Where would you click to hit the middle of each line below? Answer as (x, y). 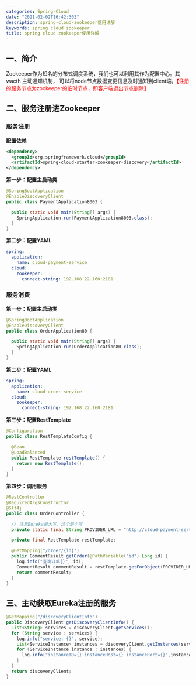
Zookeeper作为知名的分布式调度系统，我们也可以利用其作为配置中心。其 (93, 73)
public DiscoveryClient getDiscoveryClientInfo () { (70, 622)
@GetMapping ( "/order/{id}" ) (45, 551)
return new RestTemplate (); (50, 463)
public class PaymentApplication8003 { (55, 202)
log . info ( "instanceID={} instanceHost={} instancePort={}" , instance (106, 655)
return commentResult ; (44, 572)
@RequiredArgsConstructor (37, 503)
